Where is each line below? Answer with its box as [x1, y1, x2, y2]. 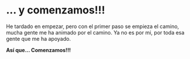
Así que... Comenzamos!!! [6, 46, 72, 53]
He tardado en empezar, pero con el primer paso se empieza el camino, [6, 23, 179, 30]
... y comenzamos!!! [6, 4, 106, 17]
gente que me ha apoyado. [6, 35, 72, 42]
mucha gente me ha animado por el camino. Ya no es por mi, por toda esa [6, 29, 185, 36]
